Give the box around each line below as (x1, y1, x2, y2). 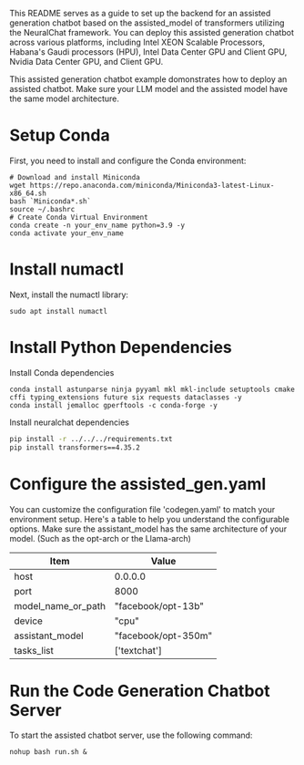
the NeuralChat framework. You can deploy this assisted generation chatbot (9, 27, 294, 37)
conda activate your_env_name (9, 228, 125, 238)
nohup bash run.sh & (9, 748, 88, 757)
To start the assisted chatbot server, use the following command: (9, 729, 253, 741)
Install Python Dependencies (9, 337, 232, 358)
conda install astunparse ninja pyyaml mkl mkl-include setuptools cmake (9, 385, 296, 394)
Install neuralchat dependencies (9, 417, 130, 428)
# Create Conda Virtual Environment (9, 212, 148, 222)
